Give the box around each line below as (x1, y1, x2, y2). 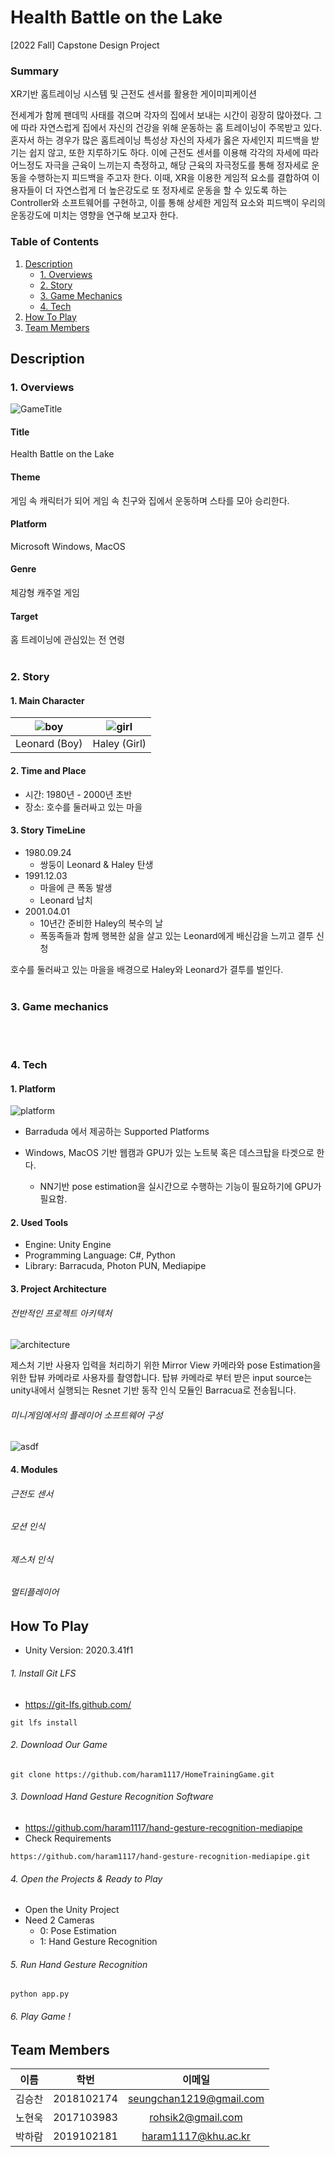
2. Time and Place (10, 764, 87, 776)
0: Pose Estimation (39, 1925, 117, 1937)
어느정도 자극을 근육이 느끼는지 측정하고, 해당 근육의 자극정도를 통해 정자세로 (10, 159, 310, 171)
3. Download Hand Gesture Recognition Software (10, 1791, 214, 1803)
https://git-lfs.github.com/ (24, 1698, 132, 1710)
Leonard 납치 (39, 894, 93, 906)
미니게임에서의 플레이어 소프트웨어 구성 (10, 1409, 163, 1421)
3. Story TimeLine (10, 824, 86, 836)
